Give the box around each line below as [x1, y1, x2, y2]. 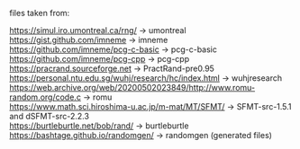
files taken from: [9, 8, 70, 18]
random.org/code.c [9, 92, 81, 102]
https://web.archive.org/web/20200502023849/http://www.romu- [9, 83, 255, 92]
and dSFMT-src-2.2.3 [9, 111, 90, 121]
